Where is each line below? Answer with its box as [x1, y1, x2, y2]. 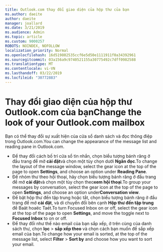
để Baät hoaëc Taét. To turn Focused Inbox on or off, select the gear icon [12, 205, 158, 210]
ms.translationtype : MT [5, 62, 54, 66]
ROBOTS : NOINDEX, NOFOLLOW [5, 43, 60, 48]
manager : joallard [5, 21, 42, 26]
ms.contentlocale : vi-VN [5, 66, 55, 71]
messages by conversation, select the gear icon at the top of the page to [12, 184, 158, 190]
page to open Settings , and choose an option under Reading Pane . [12, 168, 147, 174]
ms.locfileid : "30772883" [5, 75, 57, 80]
